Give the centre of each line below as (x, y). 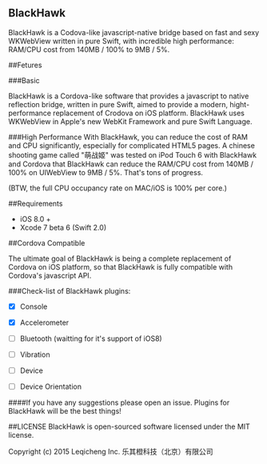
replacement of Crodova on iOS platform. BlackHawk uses (149, 113)
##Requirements (36, 203)
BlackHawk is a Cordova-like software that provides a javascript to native (129, 96)
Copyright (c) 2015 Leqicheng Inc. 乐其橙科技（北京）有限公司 (111, 452)
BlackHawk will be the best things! (65, 411)
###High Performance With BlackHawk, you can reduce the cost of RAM (128, 137)
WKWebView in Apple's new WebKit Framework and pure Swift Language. (130, 121)
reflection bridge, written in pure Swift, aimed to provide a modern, (118, 104)
